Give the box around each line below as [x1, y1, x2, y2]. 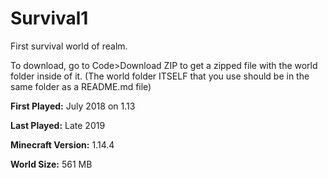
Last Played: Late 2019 [10, 119, 106, 131]
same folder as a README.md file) [10, 80, 152, 92]
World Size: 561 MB [10, 158, 93, 170]
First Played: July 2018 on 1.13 [10, 100, 136, 112]
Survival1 [10, 7, 89, 30]
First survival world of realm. [10, 40, 128, 52]
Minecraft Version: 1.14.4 [10, 138, 115, 151]
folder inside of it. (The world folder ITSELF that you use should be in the [10, 70, 310, 82]
